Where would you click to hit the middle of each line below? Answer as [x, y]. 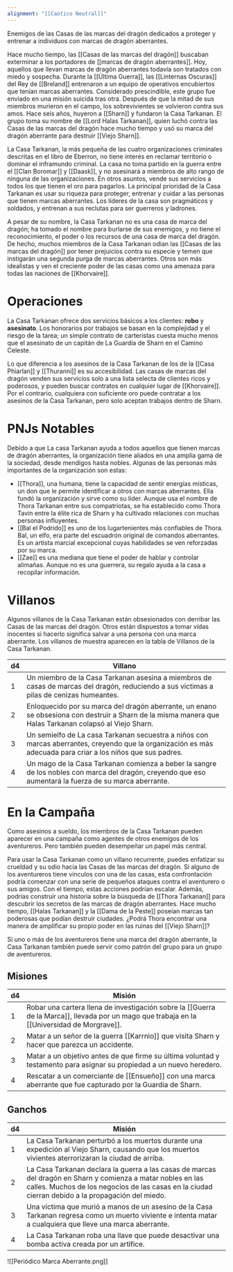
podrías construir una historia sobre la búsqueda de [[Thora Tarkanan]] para [116, 897]
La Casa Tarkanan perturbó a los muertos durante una [114, 1141]
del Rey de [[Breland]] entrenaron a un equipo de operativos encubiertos [111, 83]
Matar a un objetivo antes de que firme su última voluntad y [123, 1056]
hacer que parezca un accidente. [80, 1045]
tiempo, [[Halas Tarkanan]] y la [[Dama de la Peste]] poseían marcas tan [110, 911]
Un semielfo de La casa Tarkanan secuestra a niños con [118, 735]
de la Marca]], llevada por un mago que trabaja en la [112, 1016]
